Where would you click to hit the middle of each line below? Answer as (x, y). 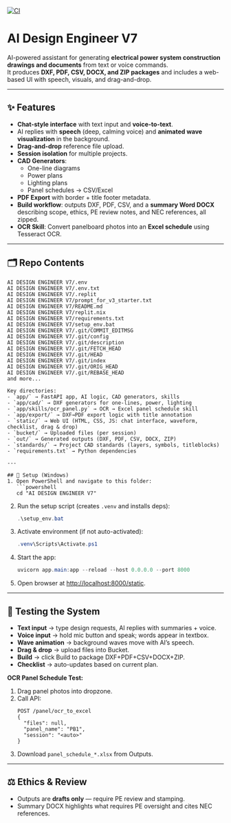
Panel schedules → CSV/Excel (70, 190)
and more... (24, 379)
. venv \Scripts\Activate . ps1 (57, 544)
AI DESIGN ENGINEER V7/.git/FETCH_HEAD (64, 348)
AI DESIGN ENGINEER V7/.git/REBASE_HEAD (66, 373)
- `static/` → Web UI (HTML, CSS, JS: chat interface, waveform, (102, 421)
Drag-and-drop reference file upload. (70, 146)
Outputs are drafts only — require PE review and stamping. (101, 798)
